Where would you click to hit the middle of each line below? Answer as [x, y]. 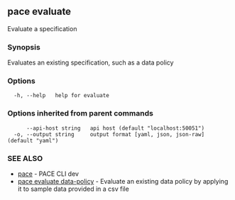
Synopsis [24, 47]
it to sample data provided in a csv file [73, 189]
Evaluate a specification [42, 28]
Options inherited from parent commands [81, 113]
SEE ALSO [25, 158]
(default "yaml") [33, 140]
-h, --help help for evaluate [62, 96]
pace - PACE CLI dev [48, 174]
